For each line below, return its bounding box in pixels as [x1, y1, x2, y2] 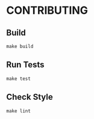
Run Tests [6, 59, 45, 70]
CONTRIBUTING [6, 4, 89, 17]
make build [6, 43, 34, 49]
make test [6, 76, 31, 82]
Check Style [6, 92, 53, 102]
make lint [6, 108, 31, 114]
